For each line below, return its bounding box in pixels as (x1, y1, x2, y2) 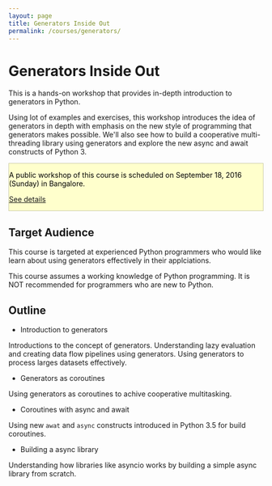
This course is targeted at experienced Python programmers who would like (8, 247, 261, 257)
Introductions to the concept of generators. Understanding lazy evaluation (8, 340, 256, 350)
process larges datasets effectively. (8, 357, 127, 367)
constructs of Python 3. (8, 147, 87, 157)
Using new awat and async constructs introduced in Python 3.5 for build (8, 420, 246, 429)
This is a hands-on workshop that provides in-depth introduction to (8, 88, 232, 98)
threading (8, 138, 40, 148)
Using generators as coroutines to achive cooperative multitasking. (8, 389, 232, 399)
